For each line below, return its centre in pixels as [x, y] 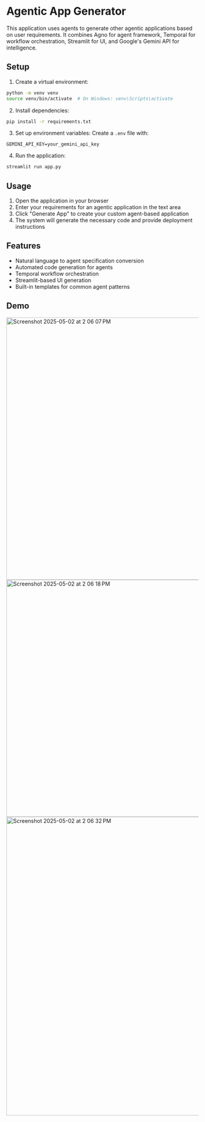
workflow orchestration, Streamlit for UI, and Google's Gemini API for [93, 41]
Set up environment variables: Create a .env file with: [82, 133]
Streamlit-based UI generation [53, 280]
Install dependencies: [42, 110]
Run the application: [40, 156]
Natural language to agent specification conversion [80, 261]
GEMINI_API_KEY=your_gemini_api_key [53, 144]
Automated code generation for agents [64, 267]
